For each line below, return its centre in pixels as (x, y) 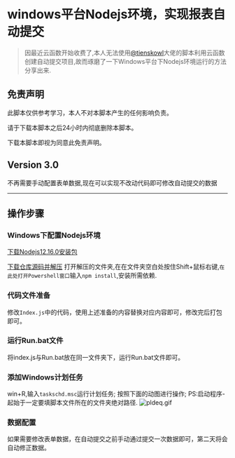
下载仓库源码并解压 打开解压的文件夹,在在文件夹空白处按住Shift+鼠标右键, (113, 267)
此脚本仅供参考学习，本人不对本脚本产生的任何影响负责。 (90, 112)
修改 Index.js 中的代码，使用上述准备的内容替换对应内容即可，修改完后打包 (115, 312)
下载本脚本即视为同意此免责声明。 (56, 142)
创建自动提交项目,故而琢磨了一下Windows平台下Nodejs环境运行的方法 (126, 61)
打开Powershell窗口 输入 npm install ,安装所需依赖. (87, 276)
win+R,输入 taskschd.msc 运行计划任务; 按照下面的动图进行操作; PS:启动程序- (116, 394)
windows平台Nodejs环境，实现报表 (110, 14)
